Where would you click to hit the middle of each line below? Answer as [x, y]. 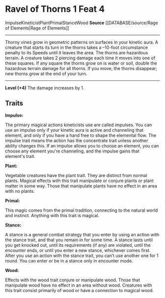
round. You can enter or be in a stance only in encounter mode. [69, 261]
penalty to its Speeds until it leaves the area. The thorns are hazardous [77, 52]
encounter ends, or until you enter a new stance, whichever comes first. [78, 250]
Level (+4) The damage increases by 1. [45, 88]
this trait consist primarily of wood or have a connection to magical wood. [79, 290]
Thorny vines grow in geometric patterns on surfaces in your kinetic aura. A [82, 42]
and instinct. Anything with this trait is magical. [52, 215]
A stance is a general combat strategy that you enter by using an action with [82, 234]
